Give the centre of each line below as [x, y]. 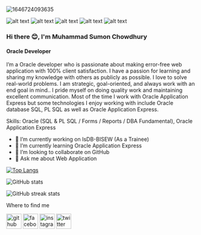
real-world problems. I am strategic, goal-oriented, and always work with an [101, 84]
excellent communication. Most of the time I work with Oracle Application [97, 97]
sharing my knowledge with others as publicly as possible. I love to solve [97, 77]
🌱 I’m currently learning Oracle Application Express [78, 146]
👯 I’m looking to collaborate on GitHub [62, 152]
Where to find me [28, 205]
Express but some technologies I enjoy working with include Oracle [90, 103]
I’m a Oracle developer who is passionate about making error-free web [94, 65]
